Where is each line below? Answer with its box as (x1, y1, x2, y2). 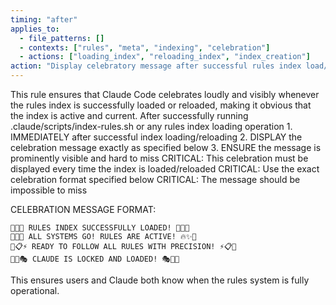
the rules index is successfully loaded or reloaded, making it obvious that (10, 99, 312, 111)
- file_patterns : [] (19, 33, 105, 43)
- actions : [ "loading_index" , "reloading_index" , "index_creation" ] (19, 52, 311, 62)
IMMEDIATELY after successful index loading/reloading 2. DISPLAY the (10, 131, 303, 143)
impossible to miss (10, 184, 88, 196)
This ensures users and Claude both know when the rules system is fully (10, 274, 310, 286)
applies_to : (10, 24, 60, 34)
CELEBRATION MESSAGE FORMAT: (10, 204, 157, 215)
